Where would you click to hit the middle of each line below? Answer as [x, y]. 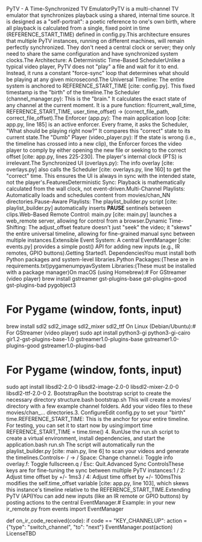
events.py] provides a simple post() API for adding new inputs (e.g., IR [93, 247]
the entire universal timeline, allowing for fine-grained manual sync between [101, 233]
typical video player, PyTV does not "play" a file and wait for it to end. [93, 67]
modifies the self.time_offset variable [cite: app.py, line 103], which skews [97, 483]
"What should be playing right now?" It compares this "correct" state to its [98, 131]
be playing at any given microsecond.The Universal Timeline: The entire [95, 79]
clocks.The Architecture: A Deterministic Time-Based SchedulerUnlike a [96, 60]
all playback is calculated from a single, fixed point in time [78, 28]
